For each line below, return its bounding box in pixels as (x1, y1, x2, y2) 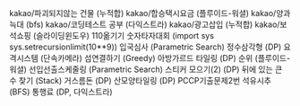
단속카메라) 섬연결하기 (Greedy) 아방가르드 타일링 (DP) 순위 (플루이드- (43, 53, 291, 63)
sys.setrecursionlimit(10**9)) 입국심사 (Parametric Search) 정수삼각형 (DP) (9, 41, 282, 52)
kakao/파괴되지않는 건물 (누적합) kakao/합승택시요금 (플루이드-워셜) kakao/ (9, 8, 277, 18)
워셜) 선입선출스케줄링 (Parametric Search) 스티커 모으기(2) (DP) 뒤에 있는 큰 (9, 64, 283, 75)
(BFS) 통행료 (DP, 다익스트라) (9, 86, 114, 97)
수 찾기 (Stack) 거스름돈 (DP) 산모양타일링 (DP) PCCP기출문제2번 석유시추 (9, 75, 271, 85)
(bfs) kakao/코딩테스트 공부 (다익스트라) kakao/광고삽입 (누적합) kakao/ (25, 19, 280, 30)
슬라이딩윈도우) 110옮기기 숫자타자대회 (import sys (35, 31, 215, 40)
